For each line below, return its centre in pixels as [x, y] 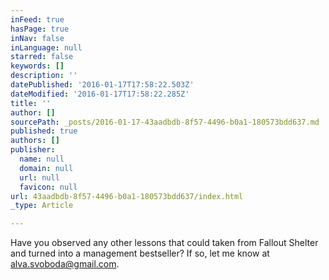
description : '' [44, 76]
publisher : [33, 150]
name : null [42, 159]
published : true [44, 131]
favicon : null [48, 187]
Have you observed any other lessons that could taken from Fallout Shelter [164, 243]
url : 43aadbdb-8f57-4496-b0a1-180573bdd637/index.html [127, 196]
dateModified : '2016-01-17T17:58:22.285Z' [100, 94]
